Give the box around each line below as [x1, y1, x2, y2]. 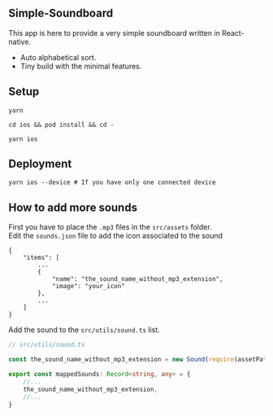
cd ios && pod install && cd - [8, 120, 115, 129]
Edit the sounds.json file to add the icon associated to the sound [8, 231, 223, 241]
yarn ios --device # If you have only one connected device [8, 178, 217, 186]
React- [222, 28, 245, 37]
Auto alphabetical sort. [19, 52, 97, 62]
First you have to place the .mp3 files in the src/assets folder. [8, 222, 213, 232]
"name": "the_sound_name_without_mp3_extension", [51, 275, 223, 283]
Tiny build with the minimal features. [19, 61, 142, 71]
